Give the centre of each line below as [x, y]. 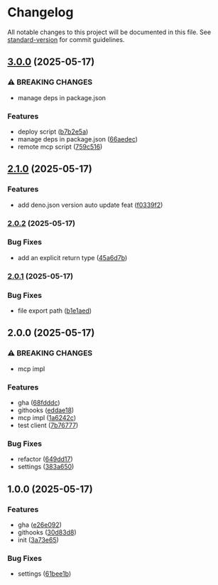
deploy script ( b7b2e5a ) [53, 132]
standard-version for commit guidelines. [66, 39]
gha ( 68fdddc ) [39, 403]
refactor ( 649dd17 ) [45, 459]
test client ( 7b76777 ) [48, 425]
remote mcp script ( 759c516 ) [60, 146]
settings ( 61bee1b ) [44, 574]
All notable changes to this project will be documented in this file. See [109, 32]
